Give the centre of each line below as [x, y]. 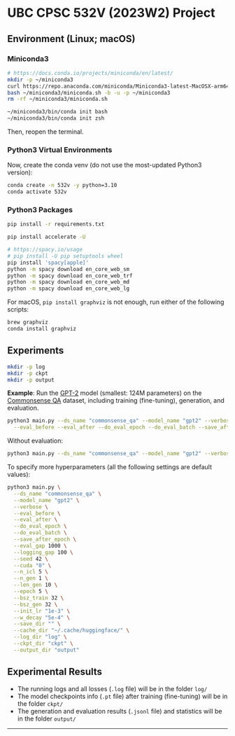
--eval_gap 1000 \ [41, 546]
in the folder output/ [47, 718]
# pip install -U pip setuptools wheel [65, 256]
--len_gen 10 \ [36, 585]
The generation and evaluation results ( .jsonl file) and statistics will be [120, 711]
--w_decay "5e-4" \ [42, 618]
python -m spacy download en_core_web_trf [70, 276]
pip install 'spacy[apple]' [48, 263]
